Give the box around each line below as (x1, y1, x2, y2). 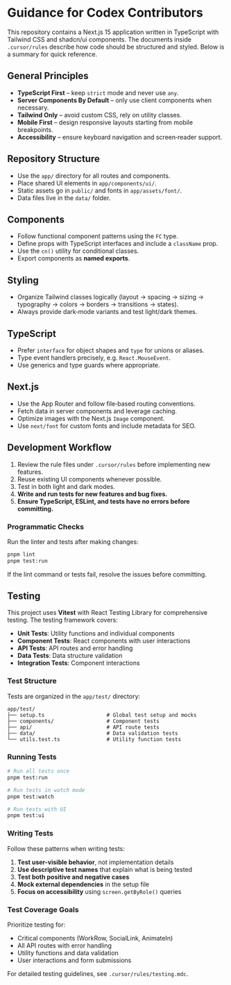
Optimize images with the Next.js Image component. (17, 414, 165, 422)
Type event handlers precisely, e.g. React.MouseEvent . (17, 354, 171, 362)
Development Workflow (7, 442, 112, 454)
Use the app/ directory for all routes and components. (17, 172, 171, 180)
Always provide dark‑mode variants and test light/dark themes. (17, 308, 198, 316)
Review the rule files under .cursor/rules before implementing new (17, 460, 210, 468)
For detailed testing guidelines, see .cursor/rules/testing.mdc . (7, 969, 189, 977)
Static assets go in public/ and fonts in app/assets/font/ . (17, 186, 182, 194)
